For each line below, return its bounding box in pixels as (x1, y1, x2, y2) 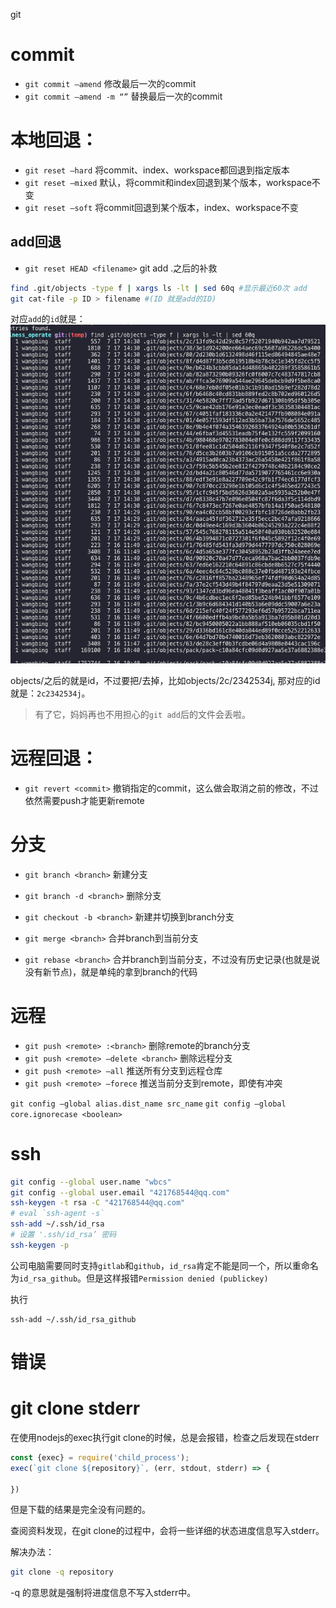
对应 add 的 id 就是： (10, 313, 86, 325)
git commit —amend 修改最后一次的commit (24, 77, 197, 89)
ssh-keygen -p (10, 1240, 70, 1250)
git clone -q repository (10, 1567, 114, 1578)
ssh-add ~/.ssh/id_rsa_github (10, 1314, 137, 1324)
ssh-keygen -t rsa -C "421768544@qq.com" (10, 1198, 186, 1208)
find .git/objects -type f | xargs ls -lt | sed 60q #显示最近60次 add (10, 283, 308, 293)
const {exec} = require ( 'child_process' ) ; (10, 1452, 190, 1463)
